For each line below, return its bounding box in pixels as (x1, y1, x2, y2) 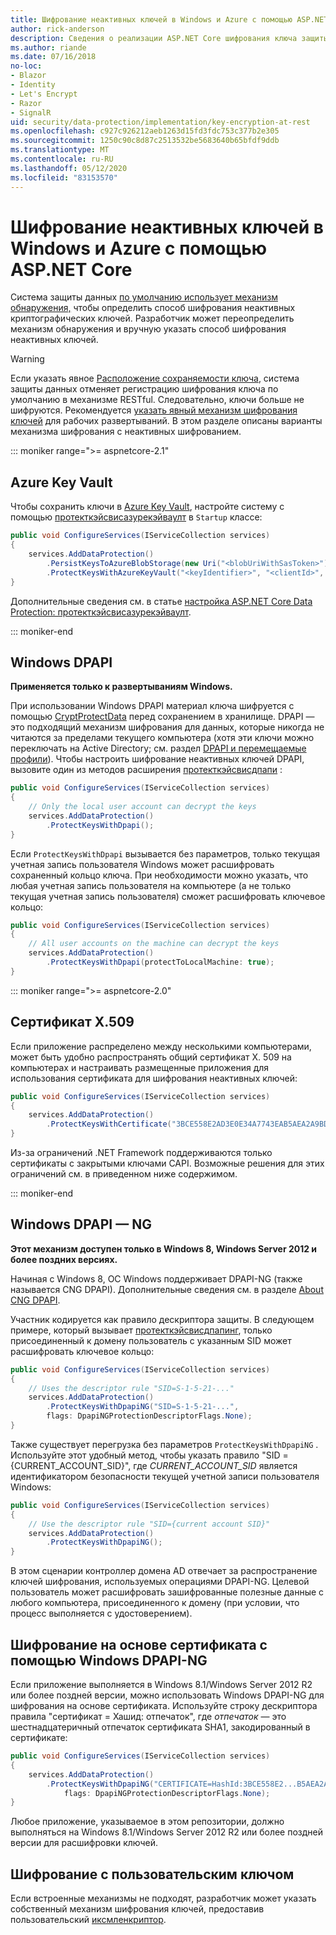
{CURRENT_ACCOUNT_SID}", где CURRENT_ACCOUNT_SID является (10, 1459, 298, 1471)
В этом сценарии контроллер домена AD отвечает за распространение (10, 1565, 318, 1577)
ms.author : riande (10, 42, 87, 53)
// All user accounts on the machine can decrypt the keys (28, 939, 280, 949)
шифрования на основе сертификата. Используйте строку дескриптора (10, 1700, 318, 1711)
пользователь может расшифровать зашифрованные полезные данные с (10, 1586, 325, 1598)
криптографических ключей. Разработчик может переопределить (10, 312, 295, 325)
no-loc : (10, 61, 43, 71)
